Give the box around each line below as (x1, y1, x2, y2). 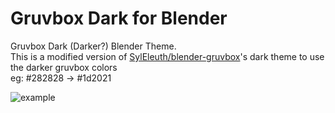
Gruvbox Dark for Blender (10, 7, 228, 30)
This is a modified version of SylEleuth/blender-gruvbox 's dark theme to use (10, 50, 325, 62)
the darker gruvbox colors (10, 61, 118, 73)
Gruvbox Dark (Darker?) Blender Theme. (10, 40, 177, 52)
